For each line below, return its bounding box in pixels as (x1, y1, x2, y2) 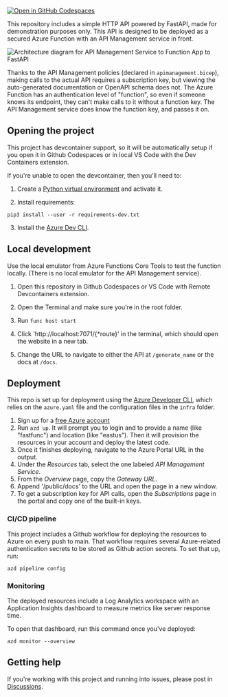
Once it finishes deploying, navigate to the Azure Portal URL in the (16, 446, 205, 454)
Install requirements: (16, 198, 76, 206)
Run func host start (16, 316, 77, 324)
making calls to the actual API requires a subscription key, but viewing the (7, 76, 216, 84)
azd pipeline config (7, 565, 67, 572)
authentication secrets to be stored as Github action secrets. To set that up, (7, 544, 221, 552)
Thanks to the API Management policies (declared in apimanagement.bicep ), (7, 69, 220, 76)
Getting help (7, 656, 61, 668)
